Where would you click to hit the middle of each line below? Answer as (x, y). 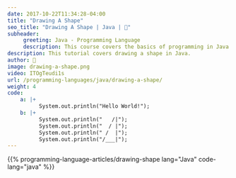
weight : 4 (22, 87)
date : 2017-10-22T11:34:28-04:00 (57, 14)
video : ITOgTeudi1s (36, 73)
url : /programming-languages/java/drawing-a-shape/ (85, 80)
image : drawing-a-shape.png (49, 67)
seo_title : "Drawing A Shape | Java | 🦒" (69, 27)
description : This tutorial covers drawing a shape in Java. (99, 54)
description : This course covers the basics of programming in (118, 47)
